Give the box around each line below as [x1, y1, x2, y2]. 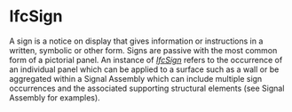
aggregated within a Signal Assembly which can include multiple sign [9, 73, 263, 84]
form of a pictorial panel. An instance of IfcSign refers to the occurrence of [9, 54, 283, 65]
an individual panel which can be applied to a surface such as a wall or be [9, 64, 280, 75]
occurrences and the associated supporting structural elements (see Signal [9, 83, 285, 93]
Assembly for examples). [9, 92, 100, 103]
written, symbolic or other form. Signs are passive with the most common [9, 44, 278, 55]
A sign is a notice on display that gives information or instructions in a [9, 36, 264, 46]
